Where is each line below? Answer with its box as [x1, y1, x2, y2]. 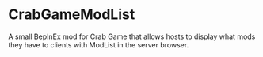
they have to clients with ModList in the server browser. [8, 40, 189, 49]
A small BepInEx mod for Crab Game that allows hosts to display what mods [8, 32, 256, 41]
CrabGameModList [8, 6, 135, 24]
